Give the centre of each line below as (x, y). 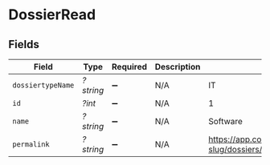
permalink (31, 145)
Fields (24, 44)
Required (129, 67)
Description (178, 67)
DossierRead (52, 15)
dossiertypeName (43, 85)
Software (226, 121)
